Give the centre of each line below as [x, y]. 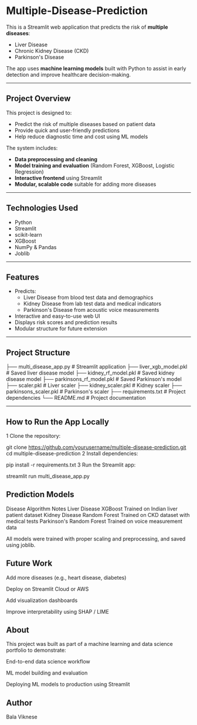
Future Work [29, 564]
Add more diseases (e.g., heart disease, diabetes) [66, 577]
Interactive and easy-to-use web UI [57, 316]
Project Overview [38, 99]
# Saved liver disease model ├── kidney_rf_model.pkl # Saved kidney [90, 373]
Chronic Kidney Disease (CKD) [52, 50]
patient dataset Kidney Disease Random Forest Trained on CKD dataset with [98, 515]
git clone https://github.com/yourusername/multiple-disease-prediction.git [96, 447]
